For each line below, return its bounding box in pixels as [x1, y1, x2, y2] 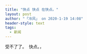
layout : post [5, 12, 32, 17]
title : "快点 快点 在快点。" [5, 7, 59, 12]
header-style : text [5, 20, 45, 26]
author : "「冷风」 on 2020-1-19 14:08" [5, 16, 84, 21]
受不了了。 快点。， [5, 44, 44, 49]
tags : [5, 25, 16, 30]
